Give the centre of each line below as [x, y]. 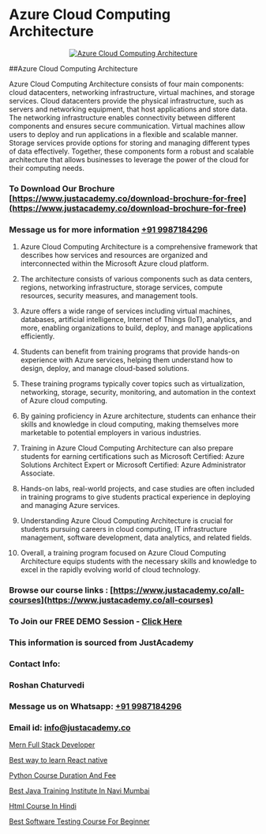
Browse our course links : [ [61, 590]
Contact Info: [35, 664]
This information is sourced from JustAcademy [101, 643]
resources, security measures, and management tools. [109, 296]
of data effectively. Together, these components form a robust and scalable [131, 151]
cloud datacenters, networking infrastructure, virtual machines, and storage [132, 92]
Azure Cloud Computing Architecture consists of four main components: [126, 84]
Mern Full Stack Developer [52, 745]
